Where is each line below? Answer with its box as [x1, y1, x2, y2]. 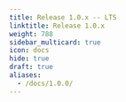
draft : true [9, 63, 53, 72]
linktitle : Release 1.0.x [9, 21, 105, 30]
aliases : [9, 71, 42, 80]
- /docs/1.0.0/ [17, 79, 74, 88]
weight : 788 [9, 29, 53, 38]
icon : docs [9, 46, 50, 55]
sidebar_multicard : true [9, 37, 101, 47]
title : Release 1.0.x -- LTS [9, 12, 117, 22]
